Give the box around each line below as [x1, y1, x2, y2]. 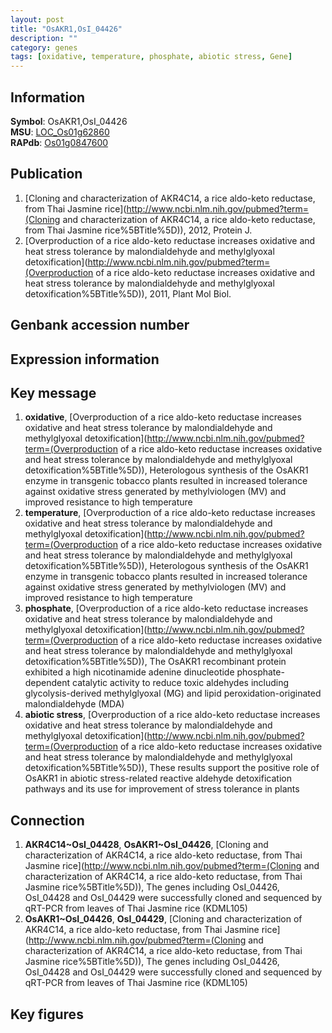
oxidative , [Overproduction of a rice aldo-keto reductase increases [24, 411, 302, 423]
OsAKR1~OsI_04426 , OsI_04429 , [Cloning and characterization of [24, 913, 303, 925]
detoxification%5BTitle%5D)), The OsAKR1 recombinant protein [24, 656, 287, 668]
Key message [10, 384, 97, 401]
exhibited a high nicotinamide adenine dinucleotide [24, 666, 235, 678]
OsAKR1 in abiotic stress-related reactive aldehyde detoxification [24, 772, 292, 785]
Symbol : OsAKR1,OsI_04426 [10, 115, 128, 127]
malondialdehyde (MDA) [24, 698, 125, 710]
